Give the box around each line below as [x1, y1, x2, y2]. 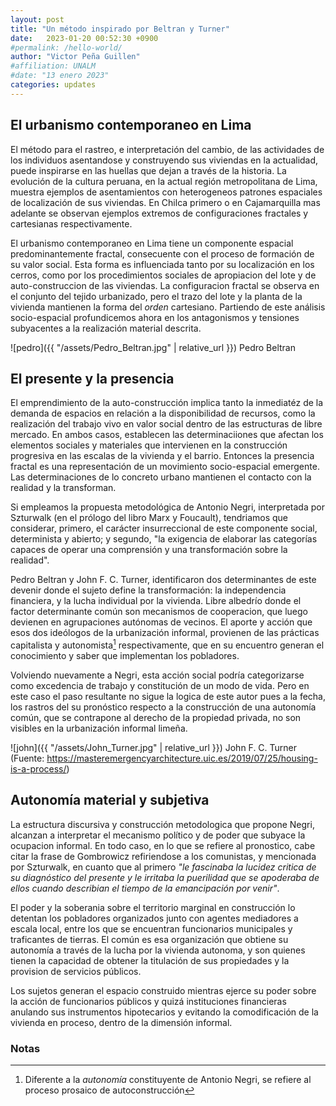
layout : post [10, 14, 65, 25]
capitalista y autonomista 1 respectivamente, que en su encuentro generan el [10, 637, 325, 651]
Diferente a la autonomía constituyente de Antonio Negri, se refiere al [24, 1074, 312, 1086]
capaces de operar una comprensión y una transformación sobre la [10, 544, 288, 556]
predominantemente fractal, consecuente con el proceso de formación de [10, 247, 315, 260]
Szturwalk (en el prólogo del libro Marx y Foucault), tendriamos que [10, 512, 288, 524]
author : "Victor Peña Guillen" [10, 52, 141, 62]
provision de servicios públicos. [10, 965, 142, 977]
